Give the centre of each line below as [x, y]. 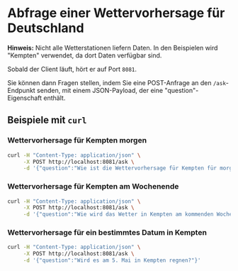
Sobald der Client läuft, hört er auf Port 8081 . [72, 69]
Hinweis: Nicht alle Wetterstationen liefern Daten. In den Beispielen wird [113, 48]
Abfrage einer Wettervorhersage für [116, 13]
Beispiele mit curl [47, 120]
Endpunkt [21, 90]
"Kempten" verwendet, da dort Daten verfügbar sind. [85, 55]
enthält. [55, 98]
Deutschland [46, 28]
